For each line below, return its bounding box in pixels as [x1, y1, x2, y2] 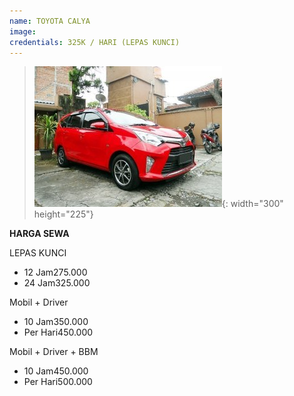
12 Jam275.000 [23, 266, 88, 279]
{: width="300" [221, 198, 284, 210]
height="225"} [33, 208, 94, 220]
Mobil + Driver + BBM [9, 346, 99, 358]
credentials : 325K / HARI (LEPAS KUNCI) [9, 37, 181, 47]
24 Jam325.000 [23, 277, 91, 289]
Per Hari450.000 [23, 326, 94, 339]
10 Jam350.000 [23, 316, 89, 328]
